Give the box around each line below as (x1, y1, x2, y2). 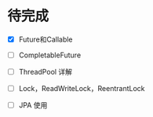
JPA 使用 (18, 101, 48, 110)
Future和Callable (18, 35, 73, 44)
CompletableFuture (18, 50, 82, 60)
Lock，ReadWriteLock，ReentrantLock (18, 84, 145, 93)
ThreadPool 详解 (18, 68, 72, 77)
